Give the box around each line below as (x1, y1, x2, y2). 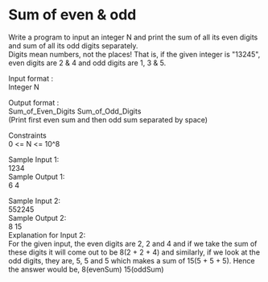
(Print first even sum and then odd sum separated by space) (8, 114, 208, 124)
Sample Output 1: (8, 172, 65, 181)
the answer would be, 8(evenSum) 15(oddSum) (8, 264, 164, 274)
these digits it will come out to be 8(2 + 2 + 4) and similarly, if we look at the (8, 247, 260, 257)
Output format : (8, 97, 60, 107)
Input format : (8, 73, 54, 83)
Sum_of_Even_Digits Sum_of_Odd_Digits (8, 106, 142, 116)
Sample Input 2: (8, 196, 61, 205)
